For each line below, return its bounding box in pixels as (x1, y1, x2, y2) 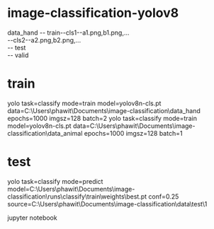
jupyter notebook (7, 213, 58, 222)
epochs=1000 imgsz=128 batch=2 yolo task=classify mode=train (7, 114, 197, 122)
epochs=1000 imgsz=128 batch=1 (84, 129, 183, 137)
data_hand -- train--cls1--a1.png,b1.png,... (7, 28, 130, 37)
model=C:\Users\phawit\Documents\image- (7, 184, 135, 193)
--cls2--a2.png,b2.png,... (7, 35, 81, 44)
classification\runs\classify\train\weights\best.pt (7, 192, 147, 201)
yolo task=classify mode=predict (7, 177, 103, 185)
